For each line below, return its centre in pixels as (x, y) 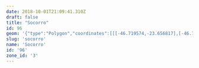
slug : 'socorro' (26, 39)
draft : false (22, 17)
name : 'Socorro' (26, 45)
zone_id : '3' (22, 56)
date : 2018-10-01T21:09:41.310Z (46, 12)
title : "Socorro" (28, 22)
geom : (13, 34)
